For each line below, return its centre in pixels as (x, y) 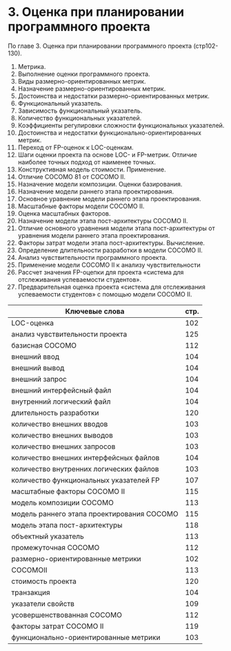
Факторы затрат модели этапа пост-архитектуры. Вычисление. (111, 243)
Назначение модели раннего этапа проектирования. (96, 191)
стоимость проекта (44, 581)
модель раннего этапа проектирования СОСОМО (95, 513)
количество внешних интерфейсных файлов (86, 457)
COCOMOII (29, 569)
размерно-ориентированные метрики (76, 558)
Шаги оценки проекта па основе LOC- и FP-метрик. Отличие (107, 154)
